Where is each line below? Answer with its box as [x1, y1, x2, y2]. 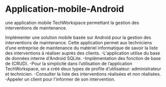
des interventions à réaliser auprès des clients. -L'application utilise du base [5, 50, 160, 56]
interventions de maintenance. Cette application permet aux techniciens [5, 39, 152, 45]
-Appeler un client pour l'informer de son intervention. [5, 76, 115, 82]
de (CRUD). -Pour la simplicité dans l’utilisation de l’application [5, 60, 133, 66]
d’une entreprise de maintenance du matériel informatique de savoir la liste [5, 45, 158, 51]
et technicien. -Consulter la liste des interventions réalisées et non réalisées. [5, 71, 161, 77]
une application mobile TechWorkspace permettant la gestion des [5, 20, 140, 26]
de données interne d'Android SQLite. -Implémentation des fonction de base [5, 55, 161, 61]
